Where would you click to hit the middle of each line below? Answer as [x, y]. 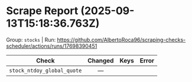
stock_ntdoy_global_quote [45, 70]
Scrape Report [42, 11]
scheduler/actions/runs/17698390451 [52, 46]
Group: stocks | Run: [31, 40]
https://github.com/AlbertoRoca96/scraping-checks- [121, 40]
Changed [101, 60]
